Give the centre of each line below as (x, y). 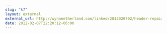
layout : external (23, 14)
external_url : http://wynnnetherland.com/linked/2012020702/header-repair (84, 18)
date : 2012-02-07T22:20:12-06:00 (40, 23)
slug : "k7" (16, 9)
